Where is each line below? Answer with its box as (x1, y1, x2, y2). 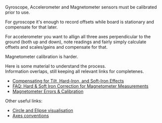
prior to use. (5, 9, 30, 15)
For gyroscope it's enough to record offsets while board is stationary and (5, 19, 155, 25)
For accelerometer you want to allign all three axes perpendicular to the (5, 34, 151, 39)
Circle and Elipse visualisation (12, 108, 73, 113)
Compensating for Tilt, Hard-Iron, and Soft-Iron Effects (12, 78, 124, 84)
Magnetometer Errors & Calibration (12, 89, 84, 94)
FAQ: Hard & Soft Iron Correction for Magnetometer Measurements (12, 83, 149, 89)
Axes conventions (12, 113, 49, 119)
